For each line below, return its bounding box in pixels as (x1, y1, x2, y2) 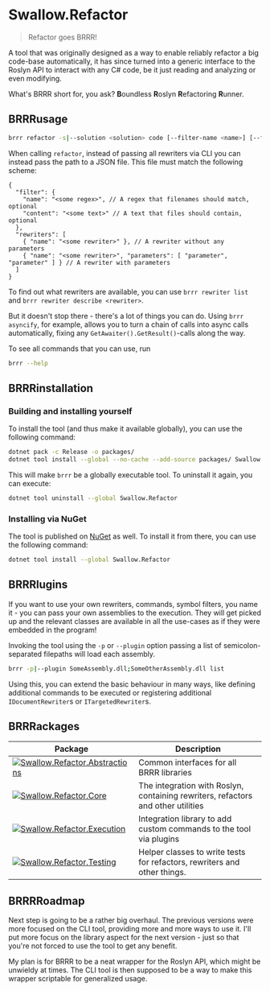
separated (8, 649, 43, 659)
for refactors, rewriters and (138, 857, 240, 868)
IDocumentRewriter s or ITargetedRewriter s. (8, 696, 151, 706)
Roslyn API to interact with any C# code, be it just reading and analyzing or (8, 64, 256, 74)
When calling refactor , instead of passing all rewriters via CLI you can (8, 148, 241, 158)
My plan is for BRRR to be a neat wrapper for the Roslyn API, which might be (8, 956, 261, 967)
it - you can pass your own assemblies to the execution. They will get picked (8, 608, 262, 617)
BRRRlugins (8, 578, 68, 592)
